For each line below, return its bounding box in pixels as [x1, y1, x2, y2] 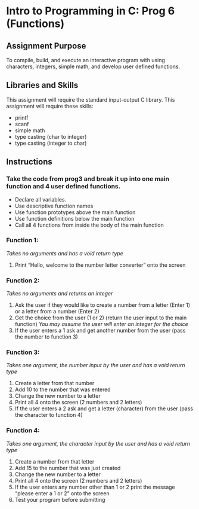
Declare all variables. [14, 196, 67, 203]
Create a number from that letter [14, 458, 95, 465]
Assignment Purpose [6, 41, 86, 51]
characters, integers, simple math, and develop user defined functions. [6, 63, 181, 70]
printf [14, 114, 29, 121]
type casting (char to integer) [14, 133, 87, 140]
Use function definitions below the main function [14, 215, 135, 222]
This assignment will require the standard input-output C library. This [6, 96, 175, 103]
